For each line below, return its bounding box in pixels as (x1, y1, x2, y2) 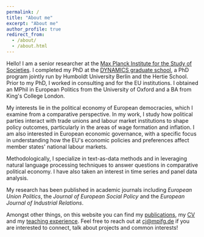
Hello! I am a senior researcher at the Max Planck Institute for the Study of (6, 59, 192, 67)
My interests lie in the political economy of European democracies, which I (6, 104, 193, 111)
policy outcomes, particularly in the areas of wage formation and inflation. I (6, 123, 195, 131)
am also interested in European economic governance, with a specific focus (6, 129, 197, 137)
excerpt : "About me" (6, 20, 59, 26)
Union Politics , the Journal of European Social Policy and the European (6, 192, 185, 200)
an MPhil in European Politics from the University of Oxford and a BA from (6, 86, 192, 93)
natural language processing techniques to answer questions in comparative (6, 161, 199, 169)
